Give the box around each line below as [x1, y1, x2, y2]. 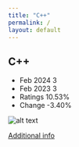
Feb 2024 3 [19, 76, 57, 85]
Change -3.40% [19, 101, 72, 110]
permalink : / [8, 19, 51, 27]
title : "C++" [8, 11, 51, 20]
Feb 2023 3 [19, 84, 57, 94]
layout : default [8, 26, 61, 34]
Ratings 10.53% [19, 92, 70, 102]
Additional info [8, 131, 55, 141]
